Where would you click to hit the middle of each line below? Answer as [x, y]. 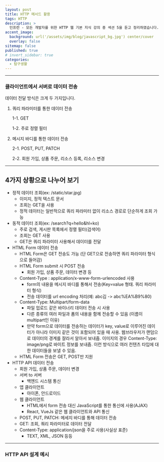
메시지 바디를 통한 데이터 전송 [40, 139]
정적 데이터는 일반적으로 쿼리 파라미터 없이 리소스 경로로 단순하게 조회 [86, 211]
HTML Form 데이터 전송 [35, 248]
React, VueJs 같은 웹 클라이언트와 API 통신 [68, 412]
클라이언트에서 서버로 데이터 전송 [41, 87]
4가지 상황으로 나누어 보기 [42, 180]
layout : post [18, 10]
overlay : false [25, 42]
